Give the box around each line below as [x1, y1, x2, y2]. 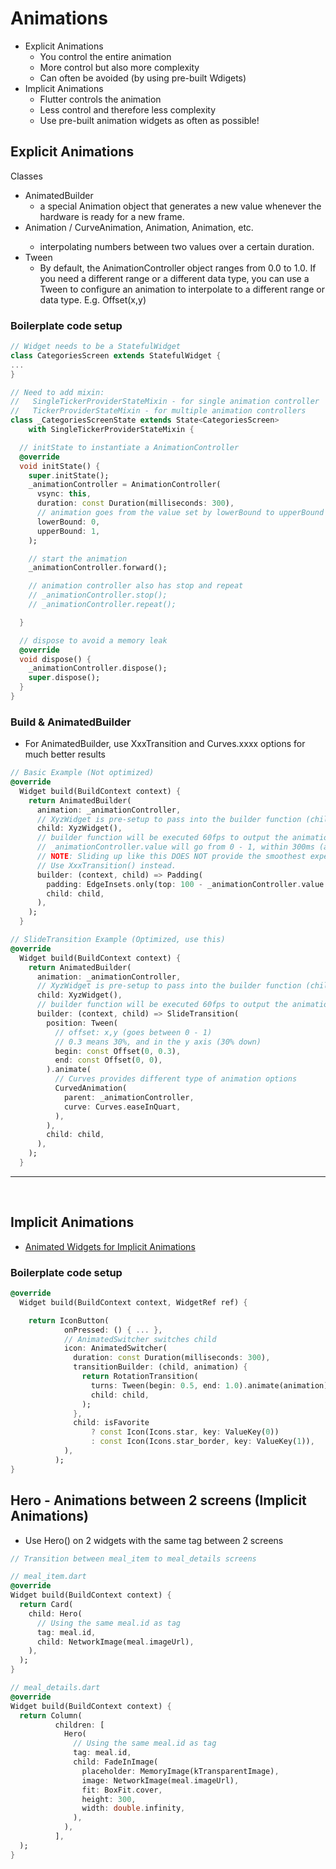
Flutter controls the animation [39, 93, 162, 105]
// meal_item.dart [10, 1572, 87, 1582]
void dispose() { [19, 654, 92, 664]
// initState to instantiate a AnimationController [19, 442, 240, 452]
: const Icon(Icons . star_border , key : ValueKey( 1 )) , [90, 1437, 315, 1447]
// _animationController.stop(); [28, 590, 168, 601]
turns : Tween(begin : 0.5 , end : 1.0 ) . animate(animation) [90, 1380, 329, 1391]
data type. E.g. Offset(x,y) [39, 293, 147, 306]
